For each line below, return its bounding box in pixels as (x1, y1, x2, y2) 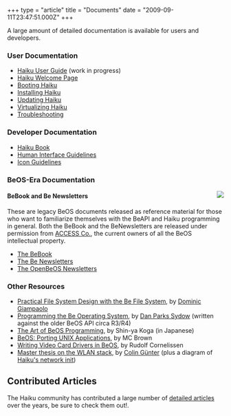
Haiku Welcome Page (16, 74, 78, 82)
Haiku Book (16, 143, 50, 151)
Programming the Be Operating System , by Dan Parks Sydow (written (16, 312, 214, 320)
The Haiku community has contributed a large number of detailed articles (7, 393, 214, 402)
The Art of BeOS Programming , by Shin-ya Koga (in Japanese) (16, 327, 195, 335)
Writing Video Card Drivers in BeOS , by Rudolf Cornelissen (16, 341, 184, 349)
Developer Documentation (7, 127, 98, 137)
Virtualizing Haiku (16, 103, 67, 111)
